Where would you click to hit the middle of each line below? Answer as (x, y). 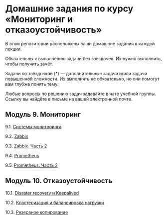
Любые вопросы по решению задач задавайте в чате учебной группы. (81, 94)
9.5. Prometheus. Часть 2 (32, 165)
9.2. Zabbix (17, 136)
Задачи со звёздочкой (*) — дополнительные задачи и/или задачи (76, 73)
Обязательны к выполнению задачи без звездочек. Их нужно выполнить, (83, 58)
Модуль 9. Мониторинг (43, 115)
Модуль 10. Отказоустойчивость (59, 181)
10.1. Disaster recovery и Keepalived (42, 193)
